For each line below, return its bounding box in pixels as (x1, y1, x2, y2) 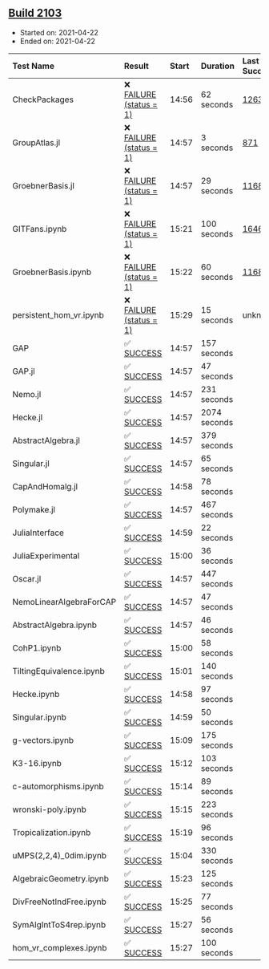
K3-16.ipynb (12, 757, 62, 768)
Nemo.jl (12, 388, 42, 399)
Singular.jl (12, 457, 50, 468)
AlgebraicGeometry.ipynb (12, 873, 110, 884)
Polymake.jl (12, 504, 56, 515)
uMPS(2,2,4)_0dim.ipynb (12, 849, 106, 861)
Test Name (12, 60, 54, 71)
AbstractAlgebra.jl (12, 435, 80, 446)
